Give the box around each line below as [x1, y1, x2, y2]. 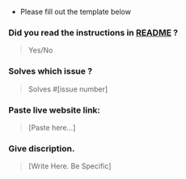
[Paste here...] [27, 122, 76, 132]
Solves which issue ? [8, 66, 93, 77]
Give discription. [8, 143, 75, 154]
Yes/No [27, 45, 53, 55]
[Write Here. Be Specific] [27, 161, 112, 171]
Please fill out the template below [19, 7, 132, 16]
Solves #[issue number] [27, 84, 108, 94]
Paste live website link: [8, 104, 101, 116]
